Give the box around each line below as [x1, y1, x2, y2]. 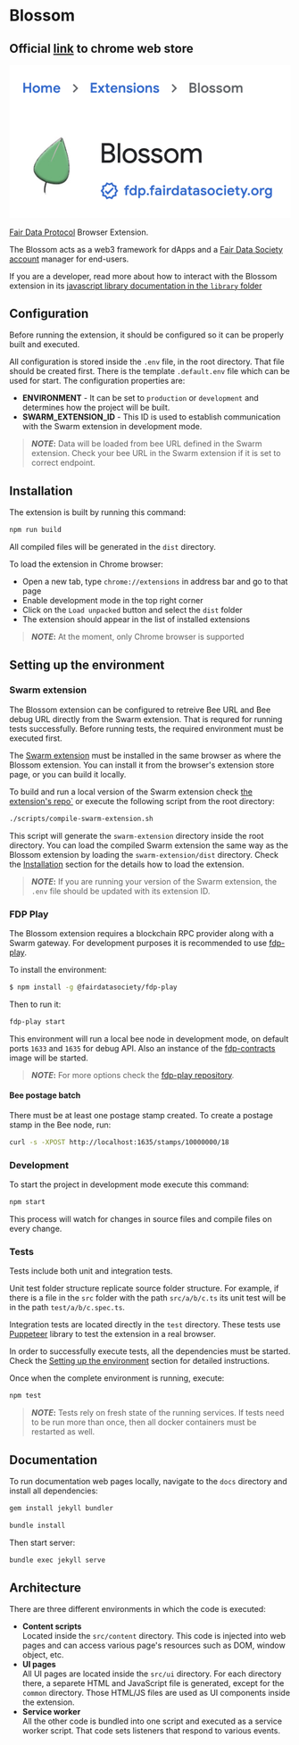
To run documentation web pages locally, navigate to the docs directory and [9, 1475, 287, 1486]
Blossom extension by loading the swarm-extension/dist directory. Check [9, 849, 279, 860]
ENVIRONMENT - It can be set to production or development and [21, 393, 259, 403]
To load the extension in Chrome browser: [9, 559, 163, 569]
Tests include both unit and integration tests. [9, 1266, 173, 1276]
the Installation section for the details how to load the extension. [9, 859, 245, 869]
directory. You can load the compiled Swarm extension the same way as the [9, 840, 288, 851]
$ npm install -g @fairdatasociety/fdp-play [9, 983, 178, 992]
